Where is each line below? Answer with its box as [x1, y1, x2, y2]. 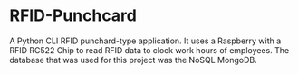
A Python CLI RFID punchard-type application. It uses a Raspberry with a [9, 35, 282, 46]
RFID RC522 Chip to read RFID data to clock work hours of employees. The [9, 44, 290, 55]
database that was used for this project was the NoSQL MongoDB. [9, 54, 257, 65]
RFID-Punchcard [9, 5, 138, 26]
